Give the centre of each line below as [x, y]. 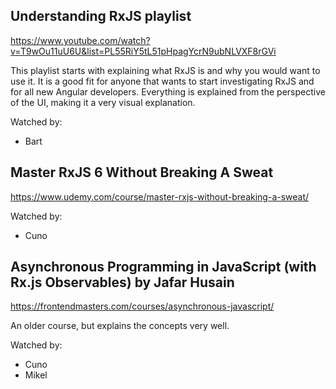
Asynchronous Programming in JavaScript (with [163, 267]
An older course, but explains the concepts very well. [120, 326]
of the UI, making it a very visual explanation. [103, 102]
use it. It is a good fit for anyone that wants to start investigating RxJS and [162, 81]
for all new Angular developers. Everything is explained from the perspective [168, 91]
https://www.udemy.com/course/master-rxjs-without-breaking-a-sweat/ [160, 196]
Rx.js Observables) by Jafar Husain [122, 282]
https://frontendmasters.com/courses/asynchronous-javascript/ [142, 306]
